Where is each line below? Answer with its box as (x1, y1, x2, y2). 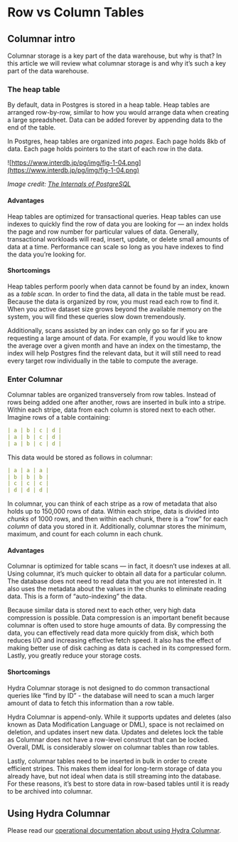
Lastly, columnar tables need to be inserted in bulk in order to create (7, 757, 207, 765)
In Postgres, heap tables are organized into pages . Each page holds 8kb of (7, 137, 226, 146)
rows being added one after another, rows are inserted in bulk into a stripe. (7, 398, 226, 406)
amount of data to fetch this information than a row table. (7, 699, 174, 707)
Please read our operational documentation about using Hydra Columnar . (7, 826, 222, 835)
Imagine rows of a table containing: (7, 413, 111, 421)
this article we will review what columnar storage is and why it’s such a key (7, 59, 226, 68)
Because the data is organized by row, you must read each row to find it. (7, 297, 220, 306)
